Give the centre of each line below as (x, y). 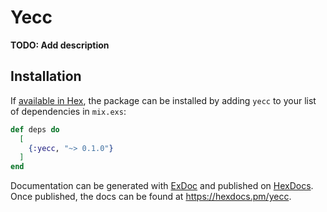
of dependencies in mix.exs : (68, 111)
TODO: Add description (60, 45)
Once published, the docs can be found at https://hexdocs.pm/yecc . (151, 197)
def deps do (35, 129)
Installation (46, 76)
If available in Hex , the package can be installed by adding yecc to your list (163, 100)
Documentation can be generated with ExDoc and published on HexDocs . (162, 186)
